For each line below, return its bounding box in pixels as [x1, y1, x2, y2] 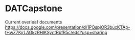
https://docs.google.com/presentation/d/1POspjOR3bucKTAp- [5, 24, 131, 30]
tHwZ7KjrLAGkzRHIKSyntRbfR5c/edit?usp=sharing [5, 29, 108, 35]
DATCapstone [5, 3, 63, 14]
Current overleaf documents [5, 19, 62, 25]
